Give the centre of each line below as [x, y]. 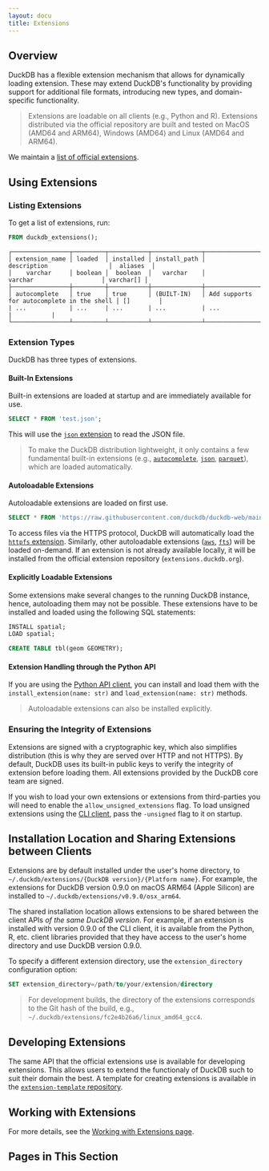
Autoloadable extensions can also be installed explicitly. [120, 709]
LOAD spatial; [32, 634]
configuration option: [43, 970]
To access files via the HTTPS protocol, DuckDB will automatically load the [131, 533]
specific [22, 100]
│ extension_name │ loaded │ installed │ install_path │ [107, 259]
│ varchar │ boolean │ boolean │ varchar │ [107, 273]
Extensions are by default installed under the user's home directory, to [124, 870]
